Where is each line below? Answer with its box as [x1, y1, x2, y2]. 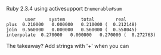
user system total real [24, 17, 127, 22]
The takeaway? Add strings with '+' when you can [6, 43, 129, 49]
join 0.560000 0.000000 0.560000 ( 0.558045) [6, 27, 137, 33]
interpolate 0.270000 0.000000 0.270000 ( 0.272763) [6, 32, 156, 38]
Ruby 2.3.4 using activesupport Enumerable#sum [6, 5, 122, 12]
